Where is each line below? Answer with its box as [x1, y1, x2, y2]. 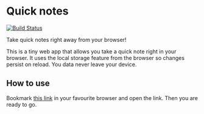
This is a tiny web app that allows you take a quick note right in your [6, 47, 177, 55]
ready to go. [6, 101, 37, 108]
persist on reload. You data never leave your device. [6, 61, 137, 68]
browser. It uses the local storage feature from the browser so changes [6, 54, 185, 61]
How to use [6, 78, 50, 89]
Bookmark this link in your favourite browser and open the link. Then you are [6, 94, 198, 101]
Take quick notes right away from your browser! [6, 36, 127, 43]
